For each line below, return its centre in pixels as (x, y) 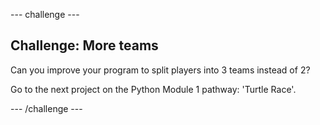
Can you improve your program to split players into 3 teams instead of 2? (160, 70)
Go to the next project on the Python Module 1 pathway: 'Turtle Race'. (153, 89)
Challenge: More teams (84, 45)
